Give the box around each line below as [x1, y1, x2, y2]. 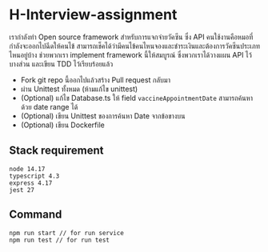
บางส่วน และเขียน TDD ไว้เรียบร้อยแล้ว [9, 58, 114, 69]
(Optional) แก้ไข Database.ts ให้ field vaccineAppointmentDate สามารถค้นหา [20, 93, 254, 102]
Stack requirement [9, 144, 104, 158]
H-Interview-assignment [9, 6, 178, 24]
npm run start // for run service [9, 229, 125, 237]
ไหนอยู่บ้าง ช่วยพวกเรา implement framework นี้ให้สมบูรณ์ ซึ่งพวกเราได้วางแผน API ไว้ [9, 50, 253, 59]
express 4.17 [9, 178, 53, 187]
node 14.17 [9, 165, 46, 173]
